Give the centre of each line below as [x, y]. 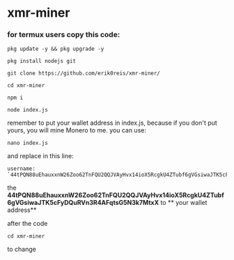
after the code [28, 224]
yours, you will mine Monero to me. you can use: [77, 130]
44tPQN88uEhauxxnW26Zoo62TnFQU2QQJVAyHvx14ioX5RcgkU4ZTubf [116, 195]
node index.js [28, 110]
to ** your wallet [184, 203]
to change [22, 250]
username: [22, 169]
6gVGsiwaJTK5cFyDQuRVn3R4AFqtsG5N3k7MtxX [83, 203]
